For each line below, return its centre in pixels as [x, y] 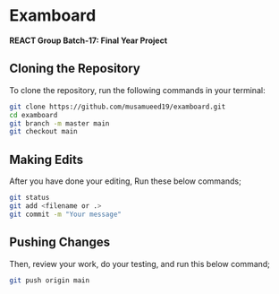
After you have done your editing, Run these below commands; [125, 181]
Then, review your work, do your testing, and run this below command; [140, 264]
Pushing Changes [59, 242]
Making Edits [46, 159]
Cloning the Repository [75, 69]
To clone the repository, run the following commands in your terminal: [137, 90]
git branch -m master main [59, 123]
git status [30, 198]
